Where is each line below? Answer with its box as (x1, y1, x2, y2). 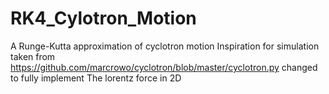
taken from (10, 50, 56, 62)
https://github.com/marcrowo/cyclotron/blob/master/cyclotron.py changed (10, 61, 318, 73)
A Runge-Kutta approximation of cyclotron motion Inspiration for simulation (10, 40, 320, 52)
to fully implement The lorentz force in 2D (10, 72, 182, 84)
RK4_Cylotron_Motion (10, 7, 197, 30)
